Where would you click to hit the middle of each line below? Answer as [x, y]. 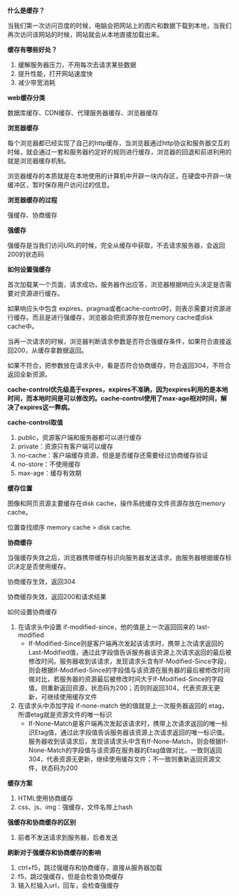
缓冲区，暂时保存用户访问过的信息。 [60, 185]
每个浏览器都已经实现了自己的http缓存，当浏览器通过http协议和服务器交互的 [119, 143]
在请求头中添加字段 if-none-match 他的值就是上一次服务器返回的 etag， [123, 706]
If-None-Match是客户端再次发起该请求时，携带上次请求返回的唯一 [125, 723]
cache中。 [23, 326]
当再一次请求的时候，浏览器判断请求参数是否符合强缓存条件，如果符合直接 [116, 341]
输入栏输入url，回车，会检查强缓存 [68, 885]
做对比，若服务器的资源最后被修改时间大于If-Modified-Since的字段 [126, 679]
